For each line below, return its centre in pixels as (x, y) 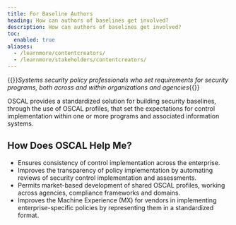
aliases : (20, 47)
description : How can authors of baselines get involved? (94, 27)
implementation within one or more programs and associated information (113, 116)
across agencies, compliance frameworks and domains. (99, 193)
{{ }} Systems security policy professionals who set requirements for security (118, 80)
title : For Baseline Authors (50, 14)
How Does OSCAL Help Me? (70, 146)
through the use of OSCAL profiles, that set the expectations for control (111, 108)
